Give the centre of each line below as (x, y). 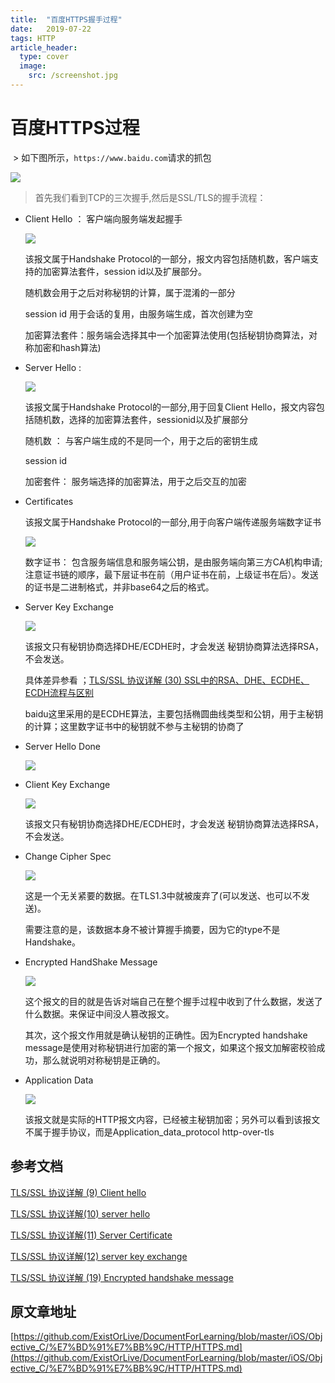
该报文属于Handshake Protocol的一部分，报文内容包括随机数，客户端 (167, 258)
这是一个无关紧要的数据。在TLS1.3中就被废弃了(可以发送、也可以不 (163, 895)
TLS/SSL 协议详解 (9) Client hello (78, 1192)
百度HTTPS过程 (75, 128)
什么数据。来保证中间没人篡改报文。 (99, 1013)
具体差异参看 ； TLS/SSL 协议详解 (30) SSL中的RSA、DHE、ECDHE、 (167, 680)
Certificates (49, 501)
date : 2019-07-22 (51, 29)
